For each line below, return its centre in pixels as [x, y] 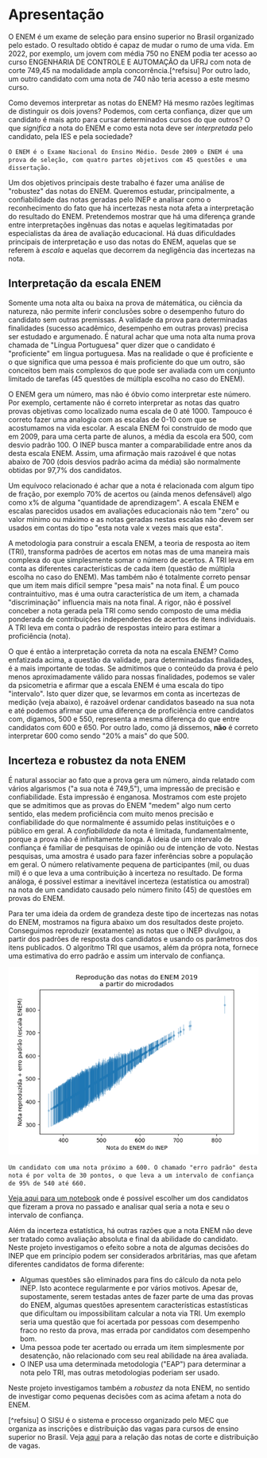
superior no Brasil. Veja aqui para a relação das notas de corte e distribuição [133, 1437]
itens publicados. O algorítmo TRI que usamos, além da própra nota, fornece [133, 947]
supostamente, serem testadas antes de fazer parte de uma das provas [137, 1296]
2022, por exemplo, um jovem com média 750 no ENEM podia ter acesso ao [133, 53]
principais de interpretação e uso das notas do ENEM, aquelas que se [122, 242]
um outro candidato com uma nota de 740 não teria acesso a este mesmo [129, 79]
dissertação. [30, 168]
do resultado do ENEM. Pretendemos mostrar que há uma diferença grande [132, 216]
